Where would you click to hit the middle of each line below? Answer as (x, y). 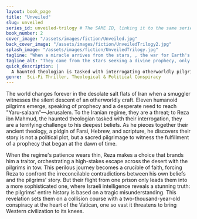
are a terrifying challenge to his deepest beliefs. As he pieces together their (97, 125)
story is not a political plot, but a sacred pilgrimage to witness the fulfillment (98, 137)
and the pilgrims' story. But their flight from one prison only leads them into (97, 180)
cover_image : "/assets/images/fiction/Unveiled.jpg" (72, 39)
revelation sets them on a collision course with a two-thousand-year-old (93, 199)
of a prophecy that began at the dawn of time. (62, 144)
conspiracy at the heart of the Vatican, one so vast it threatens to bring (91, 205)
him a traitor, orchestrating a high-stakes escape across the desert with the (97, 161)
